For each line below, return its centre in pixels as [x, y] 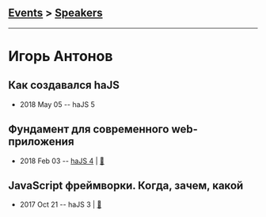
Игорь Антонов [61, 56]
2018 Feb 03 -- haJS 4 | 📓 [62, 161]
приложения [41, 142]
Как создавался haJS [64, 85]
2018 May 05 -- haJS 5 [57, 104]
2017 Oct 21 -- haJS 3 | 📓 [61, 204]
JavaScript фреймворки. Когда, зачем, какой [126, 186]
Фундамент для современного [89, 129]
